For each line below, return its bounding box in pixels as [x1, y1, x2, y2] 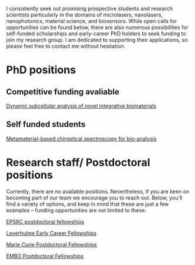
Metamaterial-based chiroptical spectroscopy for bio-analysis [6, 135, 157, 142]
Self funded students [6, 119, 86, 129]
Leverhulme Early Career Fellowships [6, 230, 97, 237]
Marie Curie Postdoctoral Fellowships [6, 241, 97, 248]
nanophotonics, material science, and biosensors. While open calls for [6, 18, 177, 24]
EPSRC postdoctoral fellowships [6, 218, 84, 225]
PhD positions [6, 63, 76, 77]
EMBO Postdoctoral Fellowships [6, 252, 84, 259]
